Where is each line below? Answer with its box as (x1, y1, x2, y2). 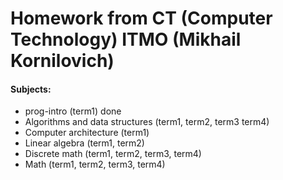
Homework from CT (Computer (10, 7, 273, 30)
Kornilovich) (10, 50, 115, 72)
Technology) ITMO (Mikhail (10, 28, 242, 51)
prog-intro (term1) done (24, 105, 122, 117)
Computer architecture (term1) (24, 127, 150, 139)
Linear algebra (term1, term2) (24, 137, 145, 149)
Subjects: (10, 83, 52, 95)
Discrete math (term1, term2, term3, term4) (24, 148, 202, 160)
